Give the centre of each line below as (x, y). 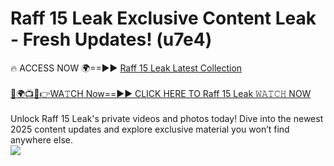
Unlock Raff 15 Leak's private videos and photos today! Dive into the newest (167, 118)
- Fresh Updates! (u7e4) (111, 39)
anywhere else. (41, 139)
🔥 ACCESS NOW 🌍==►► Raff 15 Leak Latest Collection (126, 68)
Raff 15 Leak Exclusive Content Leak (163, 18)
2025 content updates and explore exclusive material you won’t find (150, 129)
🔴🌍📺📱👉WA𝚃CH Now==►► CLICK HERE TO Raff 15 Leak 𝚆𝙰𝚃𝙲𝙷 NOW (161, 93)
